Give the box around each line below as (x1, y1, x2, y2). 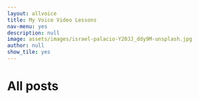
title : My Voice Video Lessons (7, 17, 97, 23)
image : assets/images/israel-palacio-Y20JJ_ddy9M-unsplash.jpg (7, 36, 193, 43)
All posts (7, 79, 59, 94)
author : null (7, 42, 45, 49)
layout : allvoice (7, 10, 57, 17)
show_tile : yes (7, 49, 51, 56)
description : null (7, 29, 60, 37)
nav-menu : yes (7, 23, 48, 30)
